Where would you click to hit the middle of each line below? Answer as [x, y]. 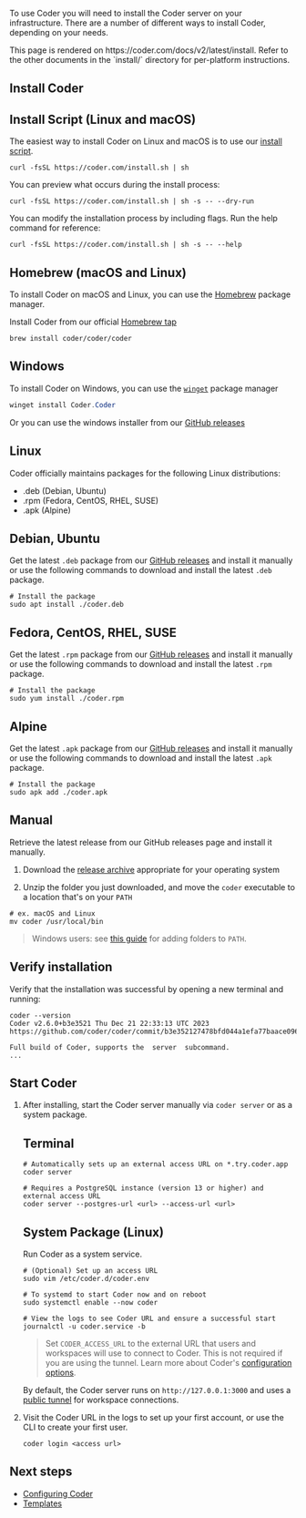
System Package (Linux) [93, 1232]
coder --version [40, 1015]
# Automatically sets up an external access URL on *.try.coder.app [155, 1164]
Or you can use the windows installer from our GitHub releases [127, 422]
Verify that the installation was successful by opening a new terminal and [147, 989]
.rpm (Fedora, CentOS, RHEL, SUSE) [91, 500]
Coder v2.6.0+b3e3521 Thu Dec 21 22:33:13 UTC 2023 [109, 1023]
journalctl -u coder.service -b [84, 1327]
